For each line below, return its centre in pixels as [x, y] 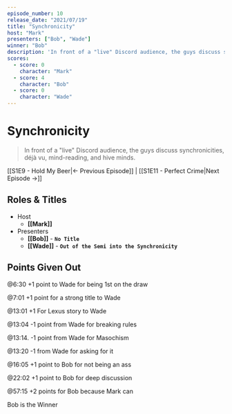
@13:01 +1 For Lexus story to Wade [57, 310]
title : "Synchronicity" [41, 26]
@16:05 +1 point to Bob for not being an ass [69, 364]
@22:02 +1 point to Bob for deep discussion [70, 377]
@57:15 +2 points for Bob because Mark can [70, 391]
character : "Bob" [45, 84]
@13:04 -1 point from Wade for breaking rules [72, 324]
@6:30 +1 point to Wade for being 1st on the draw [78, 284]
